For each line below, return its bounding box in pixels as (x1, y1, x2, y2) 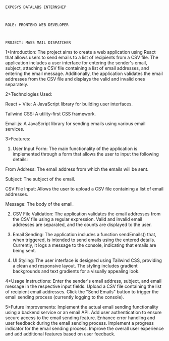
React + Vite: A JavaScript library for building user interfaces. (5, 101, 133, 107)
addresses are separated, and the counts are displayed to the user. (12, 221, 152, 228)
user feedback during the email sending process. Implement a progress (5, 320, 154, 326)
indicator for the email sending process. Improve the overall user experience (5, 325, 164, 331)
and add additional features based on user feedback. (5, 331, 116, 337)
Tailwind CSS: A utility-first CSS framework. (5, 111, 96, 117)
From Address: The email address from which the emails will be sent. (5, 166, 149, 172)
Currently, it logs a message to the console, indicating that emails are (12, 242, 156, 248)
